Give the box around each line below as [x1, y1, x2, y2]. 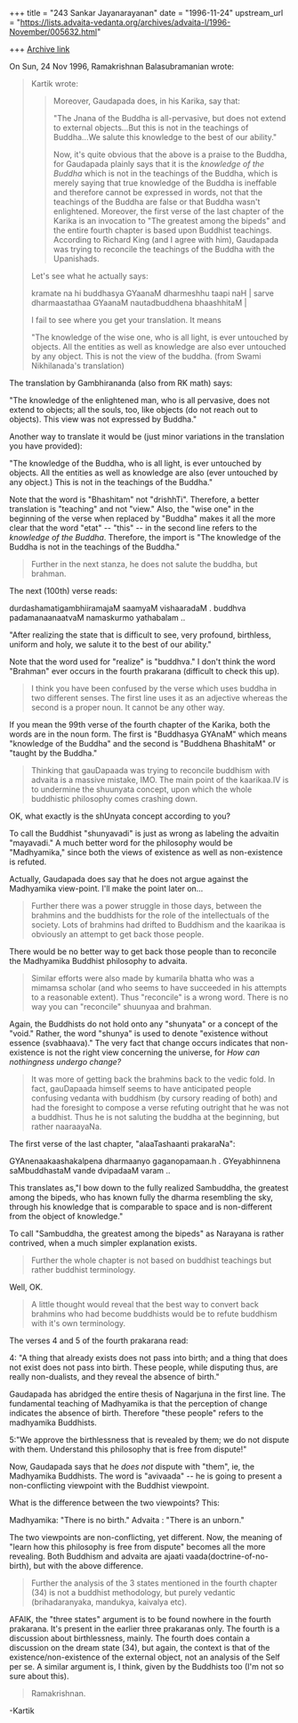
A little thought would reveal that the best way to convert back [30, 1299, 260, 1309]
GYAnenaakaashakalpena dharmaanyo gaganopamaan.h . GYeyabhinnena [9, 1156, 281, 1167]
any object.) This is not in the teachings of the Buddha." [9, 477, 213, 487]
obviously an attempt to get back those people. [30, 929, 205, 939]
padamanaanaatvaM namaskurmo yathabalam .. [9, 613, 186, 622]
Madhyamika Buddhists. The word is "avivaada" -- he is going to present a [9, 1471, 283, 1481]
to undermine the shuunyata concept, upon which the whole [30, 784, 253, 795]
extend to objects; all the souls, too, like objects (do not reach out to [9, 405, 259, 415]
